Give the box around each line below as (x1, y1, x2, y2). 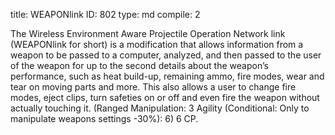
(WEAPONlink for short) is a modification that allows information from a (10, 39, 304, 50)
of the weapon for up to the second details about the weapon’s (10, 60, 269, 71)
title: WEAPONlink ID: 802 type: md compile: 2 (10, 9, 201, 20)
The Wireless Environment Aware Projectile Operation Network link (10, 28, 286, 39)
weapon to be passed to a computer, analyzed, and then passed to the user (10, 49, 322, 61)
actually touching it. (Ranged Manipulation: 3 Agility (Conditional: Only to (10, 102, 310, 114)
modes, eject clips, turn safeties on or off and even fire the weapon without (10, 92, 320, 103)
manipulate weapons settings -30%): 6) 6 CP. (10, 113, 199, 124)
